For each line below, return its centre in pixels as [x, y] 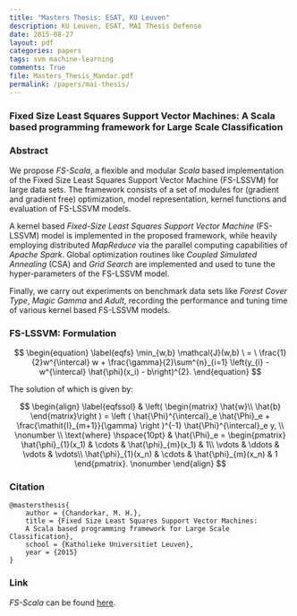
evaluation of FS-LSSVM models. [70, 208]
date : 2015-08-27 [42, 34]
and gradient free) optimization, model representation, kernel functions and [148, 199]
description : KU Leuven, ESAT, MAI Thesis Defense [106, 26]
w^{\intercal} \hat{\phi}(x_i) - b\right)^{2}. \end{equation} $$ [150, 372]
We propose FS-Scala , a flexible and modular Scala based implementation [147, 170]
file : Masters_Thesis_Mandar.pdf [72, 76]
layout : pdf [31, 43]
